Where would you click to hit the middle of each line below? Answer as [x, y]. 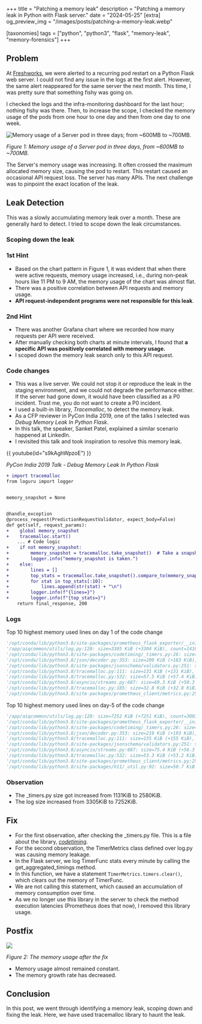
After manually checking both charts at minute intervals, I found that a [101, 343]
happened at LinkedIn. [43, 435]
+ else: [20, 564]
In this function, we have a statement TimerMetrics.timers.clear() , [98, 873]
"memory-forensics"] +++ [38, 40]
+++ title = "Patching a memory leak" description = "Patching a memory [96, 9]
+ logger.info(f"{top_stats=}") [56, 598]
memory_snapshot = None [36, 498]
